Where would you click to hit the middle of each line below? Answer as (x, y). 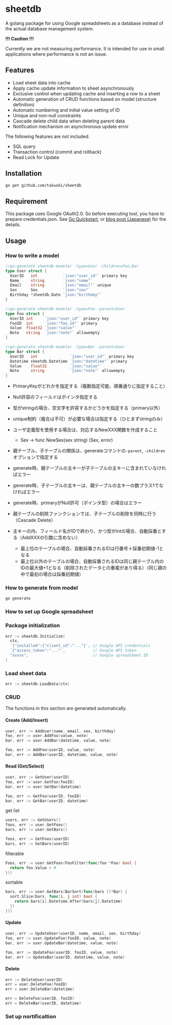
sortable (14, 882)
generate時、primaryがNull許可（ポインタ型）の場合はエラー (77, 503)
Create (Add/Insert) (27, 720)
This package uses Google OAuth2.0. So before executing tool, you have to (85, 214)
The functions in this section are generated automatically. (66, 709)
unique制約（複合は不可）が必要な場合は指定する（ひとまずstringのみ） (89, 419)
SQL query (24, 146)
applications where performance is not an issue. (56, 54)
